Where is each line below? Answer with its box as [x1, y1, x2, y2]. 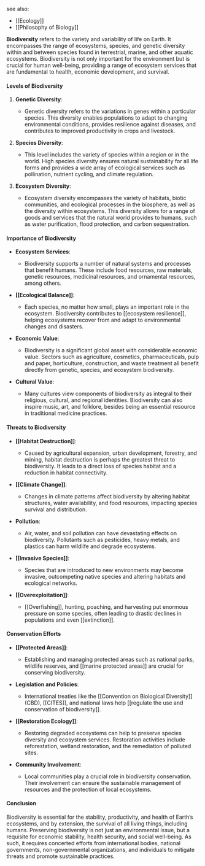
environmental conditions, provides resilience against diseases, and [24, 121, 196, 128]
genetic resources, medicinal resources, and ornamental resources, [24, 273, 196, 280]
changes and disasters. [24, 323, 84, 330]
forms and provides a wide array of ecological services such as [24, 164, 185, 171]
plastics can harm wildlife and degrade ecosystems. [24, 543, 157, 550]
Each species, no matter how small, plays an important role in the [24, 303, 190, 311]
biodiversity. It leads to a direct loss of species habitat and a [24, 462, 177, 470]
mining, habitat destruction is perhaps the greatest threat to [24, 455, 176, 463]
